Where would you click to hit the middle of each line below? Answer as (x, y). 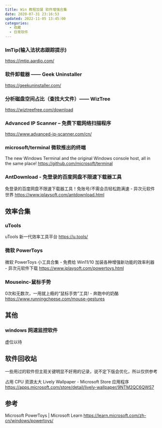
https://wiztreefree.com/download (39, 109)
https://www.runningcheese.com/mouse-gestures (55, 299)
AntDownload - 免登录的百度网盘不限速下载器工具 (63, 177)
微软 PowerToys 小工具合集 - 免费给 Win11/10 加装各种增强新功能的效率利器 (80, 262)
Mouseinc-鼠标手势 (28, 282)
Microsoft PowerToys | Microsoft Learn (44, 415)
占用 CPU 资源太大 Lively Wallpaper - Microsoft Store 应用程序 (67, 381)
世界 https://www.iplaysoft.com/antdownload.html (55, 194)
